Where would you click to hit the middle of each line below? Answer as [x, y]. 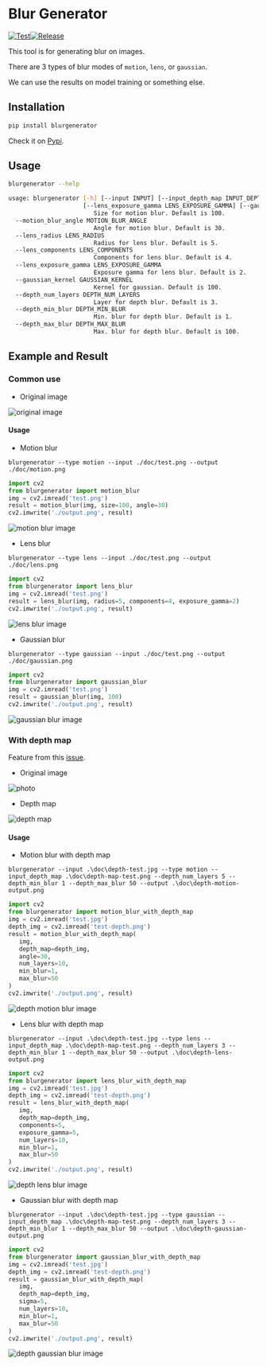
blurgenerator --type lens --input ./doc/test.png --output [110, 558]
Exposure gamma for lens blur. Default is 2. [170, 273]
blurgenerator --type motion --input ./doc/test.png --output [113, 462]
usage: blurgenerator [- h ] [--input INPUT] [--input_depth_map [115, 199]
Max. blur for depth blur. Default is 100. [166, 332]
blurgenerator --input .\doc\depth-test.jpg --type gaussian [112, 1215]
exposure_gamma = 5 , [49, 1132]
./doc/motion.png [37, 469]
